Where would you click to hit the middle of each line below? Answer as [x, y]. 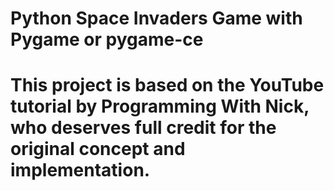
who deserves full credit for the [143, 128]
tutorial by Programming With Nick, [160, 106]
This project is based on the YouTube [167, 85]
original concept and [98, 149]
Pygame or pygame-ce [107, 39]
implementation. [80, 170]
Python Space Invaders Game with [156, 18]
